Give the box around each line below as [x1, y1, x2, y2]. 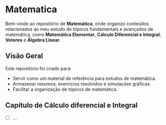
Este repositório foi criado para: [5, 65, 72, 71]
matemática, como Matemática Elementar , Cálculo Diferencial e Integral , [5, 31, 161, 37]
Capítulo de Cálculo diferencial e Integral [5, 101, 138, 110]
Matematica [5, 4, 57, 15]
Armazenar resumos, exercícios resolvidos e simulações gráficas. [12, 80, 152, 87]
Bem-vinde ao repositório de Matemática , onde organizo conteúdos [5, 20, 149, 27]
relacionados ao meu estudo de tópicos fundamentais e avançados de [5, 26, 153, 32]
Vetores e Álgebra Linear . [5, 37, 61, 43]
